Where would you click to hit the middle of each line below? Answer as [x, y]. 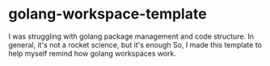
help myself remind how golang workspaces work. [92, 53]
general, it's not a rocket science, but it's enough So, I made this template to [135, 44]
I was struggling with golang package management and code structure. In [131, 36]
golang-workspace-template [108, 14]
